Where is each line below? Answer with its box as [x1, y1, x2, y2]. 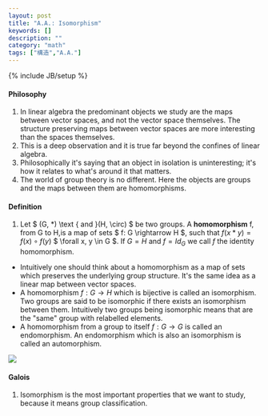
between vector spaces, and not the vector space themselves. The [19, 115, 241, 125]
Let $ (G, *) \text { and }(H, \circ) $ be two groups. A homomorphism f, [19, 219, 254, 229]
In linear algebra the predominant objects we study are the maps [19, 107, 234, 117]
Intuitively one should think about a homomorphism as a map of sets [19, 262, 246, 272]
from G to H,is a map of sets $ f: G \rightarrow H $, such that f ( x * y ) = [19, 228, 252, 238]
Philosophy [8, 89, 47, 98]
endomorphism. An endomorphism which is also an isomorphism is [19, 330, 242, 340]
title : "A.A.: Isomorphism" [8, 19, 102, 27]
